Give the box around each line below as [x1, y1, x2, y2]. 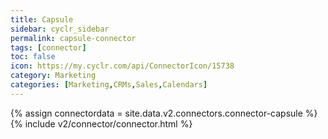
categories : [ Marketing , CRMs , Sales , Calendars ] [10, 80, 208, 90]
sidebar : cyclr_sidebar [10, 24, 110, 34]
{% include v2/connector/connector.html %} [10, 117, 193, 130]
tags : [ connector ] [10, 42, 87, 53]
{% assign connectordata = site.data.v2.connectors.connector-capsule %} [10, 107, 318, 119]
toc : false [10, 52, 56, 62]
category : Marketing [10, 71, 97, 81]
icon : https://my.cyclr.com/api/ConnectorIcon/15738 [10, 61, 235, 71]
